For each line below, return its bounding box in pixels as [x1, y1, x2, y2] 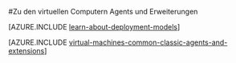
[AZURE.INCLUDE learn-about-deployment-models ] [8, 22, 181, 31]
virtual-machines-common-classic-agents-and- [68, 37, 228, 47]
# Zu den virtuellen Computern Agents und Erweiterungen [8, 7, 198, 16]
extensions [8, 46, 45, 55]
